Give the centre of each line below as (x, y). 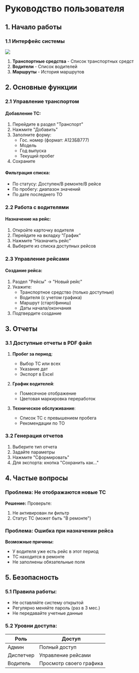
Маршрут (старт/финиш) (46, 302)
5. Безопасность (32, 577)
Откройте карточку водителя (43, 230)
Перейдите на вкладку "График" (46, 235)
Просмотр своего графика (71, 663)
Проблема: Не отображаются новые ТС (56, 492)
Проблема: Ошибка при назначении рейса (59, 531)
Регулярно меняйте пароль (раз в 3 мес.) (56, 608)
